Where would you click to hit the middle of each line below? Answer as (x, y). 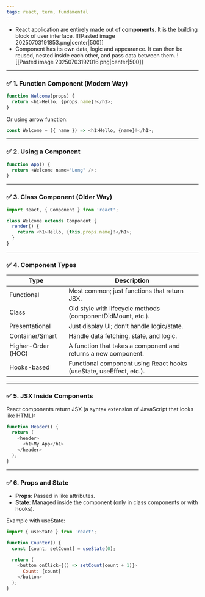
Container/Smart (33, 336)
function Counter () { (34, 543)
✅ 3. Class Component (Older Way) (59, 197)
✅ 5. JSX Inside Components (50, 396)
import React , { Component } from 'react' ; (63, 210)
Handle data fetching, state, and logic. (123, 336)
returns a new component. (106, 354)
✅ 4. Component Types (41, 265)
